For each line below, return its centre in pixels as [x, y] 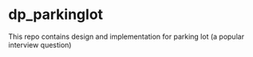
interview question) [40, 44]
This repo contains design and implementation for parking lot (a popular [126, 36]
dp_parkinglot [56, 15]
